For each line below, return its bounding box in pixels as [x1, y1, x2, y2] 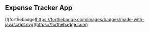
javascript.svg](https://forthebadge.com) [5, 21, 88, 27]
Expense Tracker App [5, 4, 73, 12]
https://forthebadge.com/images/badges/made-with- [36, 16, 145, 22]
